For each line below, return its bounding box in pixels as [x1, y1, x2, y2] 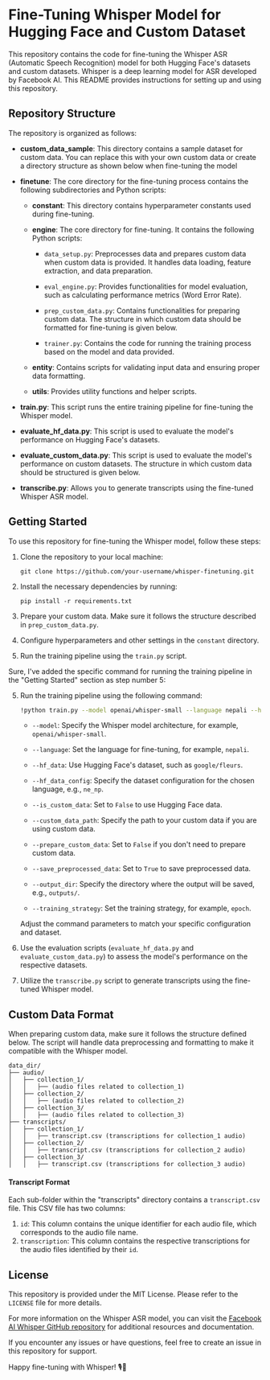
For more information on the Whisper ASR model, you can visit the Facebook [8, 1313, 262, 1324]
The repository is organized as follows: [8, 128, 137, 138]
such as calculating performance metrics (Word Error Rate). [43, 290, 242, 299]
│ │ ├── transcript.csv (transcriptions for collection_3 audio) [8, 1160, 247, 1168]
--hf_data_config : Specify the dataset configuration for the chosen [31, 776, 255, 786]
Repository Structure [8, 107, 117, 121]
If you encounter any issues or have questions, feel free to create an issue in [8, 1337, 262, 1348]
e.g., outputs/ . [31, 888, 80, 897]
